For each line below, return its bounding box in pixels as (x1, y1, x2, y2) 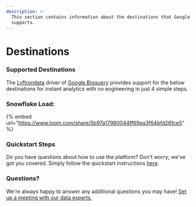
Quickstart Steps (6, 140, 56, 148)
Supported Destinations (6, 66, 76, 74)
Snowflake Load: (6, 100, 55, 108)
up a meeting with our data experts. (6, 194, 92, 201)
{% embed (6, 113, 32, 120)
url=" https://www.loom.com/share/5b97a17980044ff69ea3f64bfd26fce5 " (6, 120, 185, 127)
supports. (11, 19, 35, 25)
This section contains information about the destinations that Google (11, 14, 191, 20)
